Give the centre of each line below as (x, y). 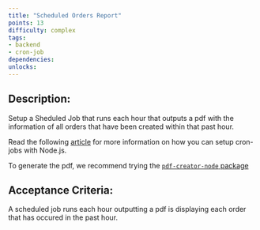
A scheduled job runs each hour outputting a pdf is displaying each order (127, 209)
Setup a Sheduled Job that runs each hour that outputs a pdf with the (121, 118)
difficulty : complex (42, 30)
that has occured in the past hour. (63, 217)
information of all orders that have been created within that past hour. (121, 126)
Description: (40, 99)
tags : (17, 38)
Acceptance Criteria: (60, 190)
